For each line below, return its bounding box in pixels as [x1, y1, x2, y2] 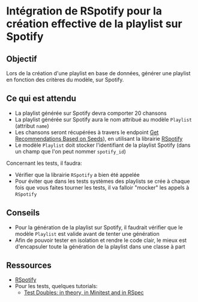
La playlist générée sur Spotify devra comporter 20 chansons [14, 109, 167, 117]
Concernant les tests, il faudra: [6, 159, 82, 167]
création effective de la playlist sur [6, 17, 182, 31]
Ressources [6, 260, 52, 271]
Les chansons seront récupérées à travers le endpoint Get [14, 128, 159, 136]
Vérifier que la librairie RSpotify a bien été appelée [14, 171, 140, 178]
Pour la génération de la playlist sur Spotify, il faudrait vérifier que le [14, 224, 183, 231]
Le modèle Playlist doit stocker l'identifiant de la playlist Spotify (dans [14, 141, 191, 149]
